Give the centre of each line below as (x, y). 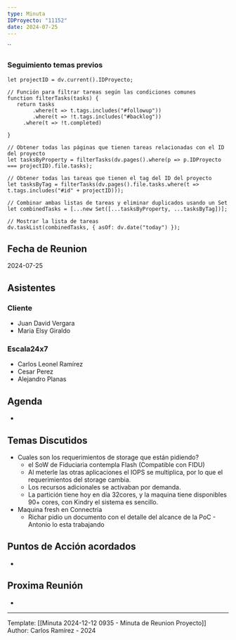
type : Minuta (26, 14)
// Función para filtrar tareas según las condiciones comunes (102, 92)
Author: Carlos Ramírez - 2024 (52, 630)
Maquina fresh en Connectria (60, 510)
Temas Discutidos (47, 440)
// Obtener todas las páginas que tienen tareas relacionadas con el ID (116, 147)
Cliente (20, 308)
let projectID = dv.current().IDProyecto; (70, 79)
